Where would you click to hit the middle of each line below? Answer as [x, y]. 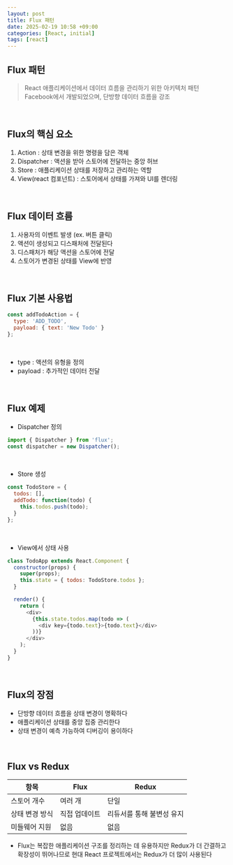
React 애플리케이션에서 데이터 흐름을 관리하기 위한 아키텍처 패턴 [112, 87]
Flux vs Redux [38, 767]
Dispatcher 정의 [40, 426]
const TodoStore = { [37, 487]
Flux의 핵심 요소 [40, 135]
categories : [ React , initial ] [51, 33]
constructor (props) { [45, 567]
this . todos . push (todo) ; [54, 507]
